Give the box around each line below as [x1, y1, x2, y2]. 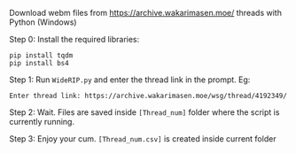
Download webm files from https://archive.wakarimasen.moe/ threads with [9, 8, 282, 18]
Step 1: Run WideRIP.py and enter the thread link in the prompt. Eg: [9, 74, 251, 85]
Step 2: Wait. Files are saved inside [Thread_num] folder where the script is [9, 107, 280, 118]
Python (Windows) [9, 17, 77, 27]
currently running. [9, 117, 75, 126]
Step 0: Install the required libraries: [9, 34, 140, 44]
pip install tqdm [9, 51, 74, 60]
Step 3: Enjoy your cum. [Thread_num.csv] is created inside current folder [9, 134, 277, 144]
